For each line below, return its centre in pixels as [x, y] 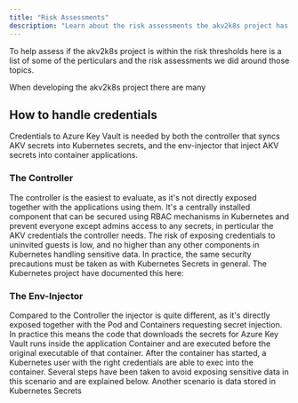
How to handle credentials [83, 115]
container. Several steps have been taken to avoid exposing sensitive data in [149, 371]
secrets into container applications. [74, 155]
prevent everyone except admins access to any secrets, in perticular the [141, 225]
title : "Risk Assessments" [59, 17]
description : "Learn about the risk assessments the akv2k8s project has [149, 26]
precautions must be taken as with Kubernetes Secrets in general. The [138, 264]
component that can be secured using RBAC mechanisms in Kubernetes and [149, 216]
